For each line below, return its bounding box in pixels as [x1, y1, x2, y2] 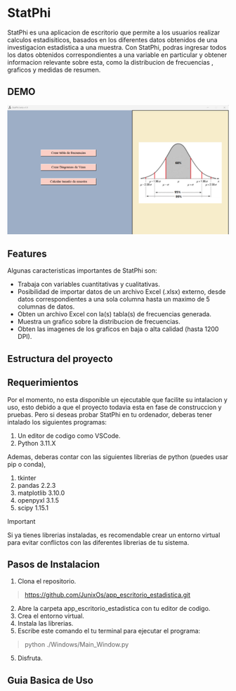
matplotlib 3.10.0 [17, 489, 65, 497]
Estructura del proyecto [7, 353, 114, 365]
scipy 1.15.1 [17, 503, 49, 512]
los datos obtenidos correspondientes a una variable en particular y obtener [7, 51, 228, 59]
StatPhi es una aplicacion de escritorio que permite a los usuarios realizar [7, 28, 221, 37]
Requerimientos [7, 377, 79, 389]
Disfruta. [17, 654, 43, 662]
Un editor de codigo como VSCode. [17, 431, 121, 440]
